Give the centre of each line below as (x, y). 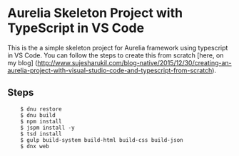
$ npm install (41, 121)
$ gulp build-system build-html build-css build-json (102, 140)
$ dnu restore (41, 109)
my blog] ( (22, 62)
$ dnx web (35, 146)
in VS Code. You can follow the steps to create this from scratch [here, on (116, 55)
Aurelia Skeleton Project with (95, 13)
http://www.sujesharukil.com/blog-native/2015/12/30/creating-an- (134, 62)
